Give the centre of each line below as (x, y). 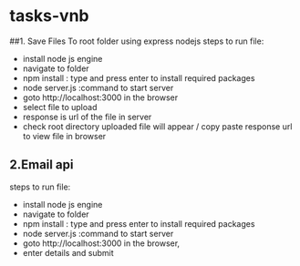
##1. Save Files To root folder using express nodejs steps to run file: (137, 41)
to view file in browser (64, 136)
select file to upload (60, 107)
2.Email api (41, 165)
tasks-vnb (49, 16)
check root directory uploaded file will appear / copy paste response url (157, 126)
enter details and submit (68, 252)
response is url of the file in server (87, 117)
